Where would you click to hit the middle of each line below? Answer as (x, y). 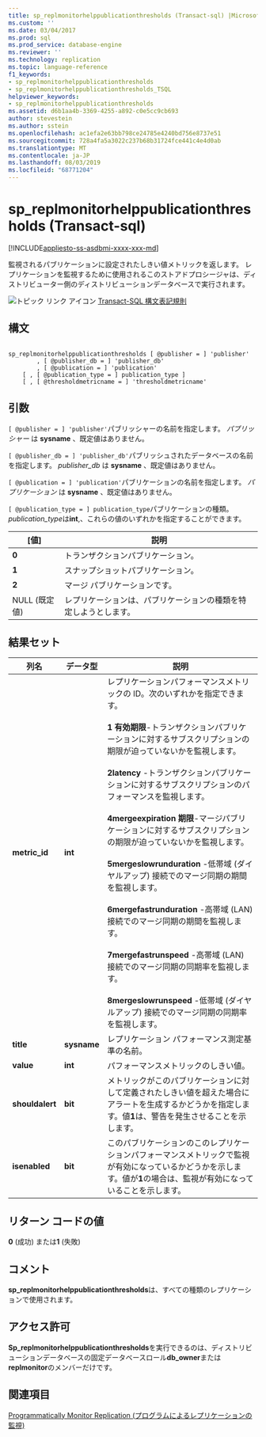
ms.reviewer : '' (35, 52)
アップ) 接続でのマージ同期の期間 (185, 876)
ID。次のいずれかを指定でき (185, 694)
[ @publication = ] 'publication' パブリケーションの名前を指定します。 (127, 482)
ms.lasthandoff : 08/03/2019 (55, 163)
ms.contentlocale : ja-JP (49, 155)
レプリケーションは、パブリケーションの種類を (152, 600)
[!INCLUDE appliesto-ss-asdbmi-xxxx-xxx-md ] (84, 248)
